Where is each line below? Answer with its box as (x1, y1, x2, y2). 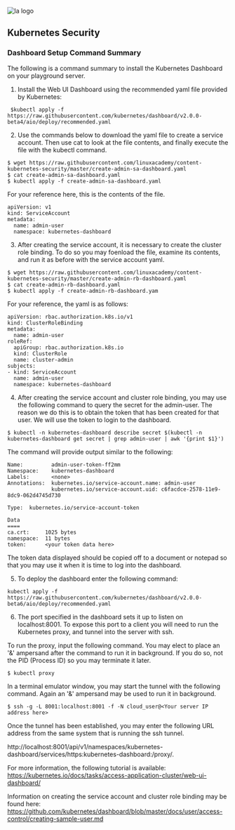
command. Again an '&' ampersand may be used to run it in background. (7, 689, 216, 698)
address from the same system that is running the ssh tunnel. (7, 729, 184, 737)
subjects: (7, 362, 36, 369)
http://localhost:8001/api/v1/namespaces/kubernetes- (7, 742, 163, 751)
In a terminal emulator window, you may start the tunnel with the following (7, 682, 221, 690)
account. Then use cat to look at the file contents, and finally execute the (17, 138, 229, 147)
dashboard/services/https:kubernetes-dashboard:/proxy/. (7, 750, 174, 758)
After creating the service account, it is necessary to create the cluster (17, 240, 222, 249)
